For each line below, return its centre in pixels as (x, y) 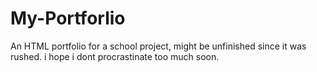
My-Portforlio (68, 18)
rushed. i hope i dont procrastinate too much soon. (115, 56)
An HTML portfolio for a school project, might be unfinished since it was (158, 46)
